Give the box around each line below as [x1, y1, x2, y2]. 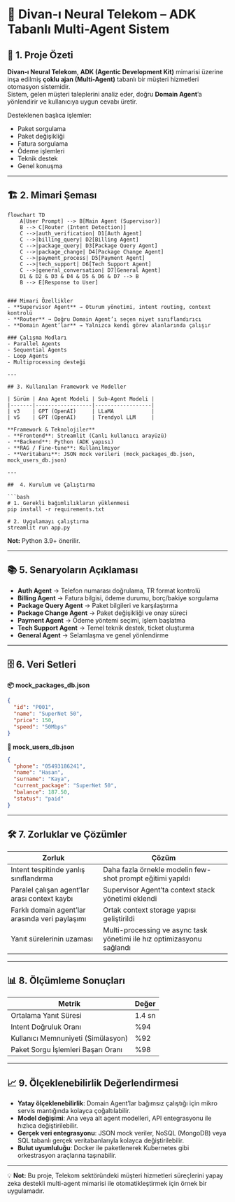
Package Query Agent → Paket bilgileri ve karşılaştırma [17, 601, 178, 609]
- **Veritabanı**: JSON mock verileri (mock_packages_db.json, [7, 450, 196, 457]
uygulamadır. [7, 1187, 45, 1195]
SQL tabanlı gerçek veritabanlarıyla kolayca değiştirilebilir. [17, 1136, 184, 1145]
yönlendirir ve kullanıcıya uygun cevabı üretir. [7, 97, 138, 106]
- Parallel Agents [7, 340, 61, 347]
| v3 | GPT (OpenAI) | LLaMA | [7, 408, 155, 415]
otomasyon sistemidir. [7, 83, 71, 90]
